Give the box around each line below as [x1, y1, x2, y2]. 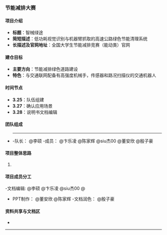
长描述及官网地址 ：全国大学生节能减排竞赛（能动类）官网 [12, 42, 130, 48]
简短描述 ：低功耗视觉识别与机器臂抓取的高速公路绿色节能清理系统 [12, 36, 148, 42]
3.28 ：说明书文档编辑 [12, 109, 58, 115]
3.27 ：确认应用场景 [12, 103, 53, 109]
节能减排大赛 [5, 4, 36, 11]
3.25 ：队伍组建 [12, 97, 44, 103]
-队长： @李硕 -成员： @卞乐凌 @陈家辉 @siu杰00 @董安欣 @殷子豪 [12, 138, 154, 144]
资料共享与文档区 [5, 208, 40, 214]
